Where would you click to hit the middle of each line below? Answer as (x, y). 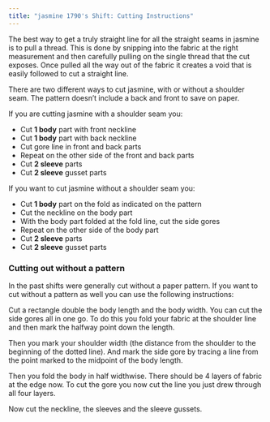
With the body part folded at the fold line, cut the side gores (120, 221)
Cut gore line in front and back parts (81, 146)
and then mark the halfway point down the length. (92, 327)
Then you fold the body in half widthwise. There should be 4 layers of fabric (135, 376)
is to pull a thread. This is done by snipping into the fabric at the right (124, 47)
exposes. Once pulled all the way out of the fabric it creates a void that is (130, 65)
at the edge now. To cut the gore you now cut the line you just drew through (135, 384)
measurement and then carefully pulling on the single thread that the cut (129, 56)
